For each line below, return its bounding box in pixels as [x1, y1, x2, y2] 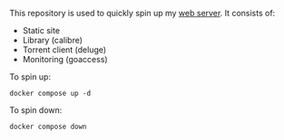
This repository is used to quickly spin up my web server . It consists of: [9, 8, 276, 18]
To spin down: [9, 105, 63, 116]
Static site [22, 25, 61, 35]
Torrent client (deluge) [22, 44, 107, 55]
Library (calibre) [22, 35, 83, 45]
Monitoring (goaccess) [22, 54, 108, 64]
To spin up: [9, 71, 52, 82]
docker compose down [9, 122, 88, 131]
